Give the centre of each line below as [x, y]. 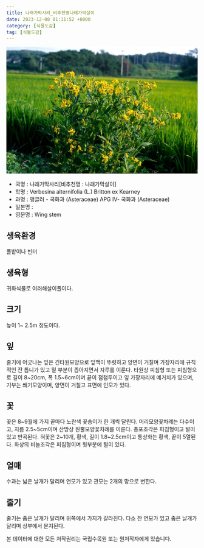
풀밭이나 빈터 [22, 251]
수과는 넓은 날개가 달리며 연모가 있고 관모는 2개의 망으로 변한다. [81, 482]
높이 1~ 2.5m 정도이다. [33, 325]
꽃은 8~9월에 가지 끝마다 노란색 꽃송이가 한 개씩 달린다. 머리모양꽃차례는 [92, 422]
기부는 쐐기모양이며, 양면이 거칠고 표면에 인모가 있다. [69, 385]
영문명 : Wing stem [38, 215]
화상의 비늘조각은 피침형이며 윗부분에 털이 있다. [70, 444]
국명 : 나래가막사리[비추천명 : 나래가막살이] [66, 184]
